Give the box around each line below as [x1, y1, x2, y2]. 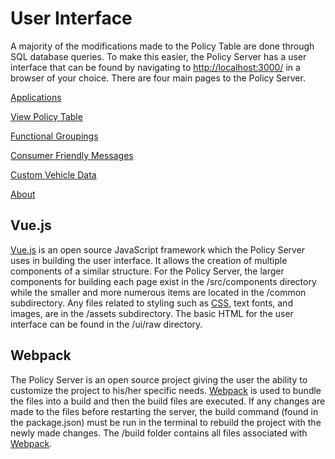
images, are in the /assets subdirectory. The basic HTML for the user [10, 307, 294, 319]
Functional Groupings [10, 130, 99, 142]
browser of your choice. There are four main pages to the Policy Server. [10, 72, 306, 84]
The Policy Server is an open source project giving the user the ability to [10, 373, 308, 386]
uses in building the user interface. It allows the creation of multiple [10, 254, 288, 266]
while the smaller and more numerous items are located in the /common [10, 286, 307, 298]
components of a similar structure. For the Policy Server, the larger [10, 265, 285, 277]
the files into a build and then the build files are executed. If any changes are [10, 395, 326, 407]
